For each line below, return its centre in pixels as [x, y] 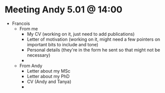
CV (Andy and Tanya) [49, 82]
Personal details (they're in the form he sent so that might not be [94, 50]
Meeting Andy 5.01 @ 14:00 [63, 10]
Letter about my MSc [49, 71]
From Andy [31, 66]
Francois [21, 23]
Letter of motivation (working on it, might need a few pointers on [94, 39]
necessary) [39, 55]
